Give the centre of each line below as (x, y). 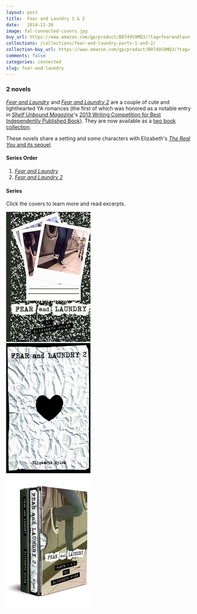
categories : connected (34, 62)
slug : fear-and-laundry (35, 68)
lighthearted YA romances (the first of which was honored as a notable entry (98, 108)
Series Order (22, 158)
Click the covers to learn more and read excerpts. (66, 204)
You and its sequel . (29, 144)
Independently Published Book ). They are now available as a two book (91, 121)
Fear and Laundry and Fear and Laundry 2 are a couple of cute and (88, 102)
